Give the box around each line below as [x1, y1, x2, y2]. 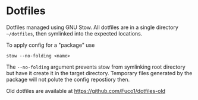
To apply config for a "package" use [6, 41, 95, 49]
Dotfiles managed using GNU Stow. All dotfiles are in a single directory [6, 24, 178, 31]
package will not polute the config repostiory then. [6, 76, 130, 83]
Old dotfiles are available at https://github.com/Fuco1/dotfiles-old [6, 87, 165, 94]
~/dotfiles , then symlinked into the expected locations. [6, 30, 143, 37]
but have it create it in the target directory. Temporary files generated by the [6, 69, 193, 76]
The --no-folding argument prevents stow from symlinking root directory [6, 63, 186, 70]
